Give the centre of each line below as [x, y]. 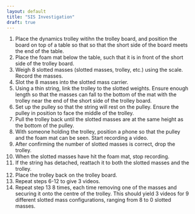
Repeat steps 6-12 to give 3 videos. [58, 181]
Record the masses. [39, 76]
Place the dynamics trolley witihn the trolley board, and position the [96, 39]
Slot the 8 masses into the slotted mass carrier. [72, 82]
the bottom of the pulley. [45, 125]
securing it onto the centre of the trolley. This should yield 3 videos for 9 [102, 194]
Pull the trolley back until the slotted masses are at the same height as [99, 120]
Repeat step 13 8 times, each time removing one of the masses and [96, 188]
